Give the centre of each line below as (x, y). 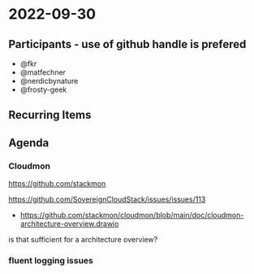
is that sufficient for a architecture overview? (83, 240)
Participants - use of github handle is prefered (127, 44)
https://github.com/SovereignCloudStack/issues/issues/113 (107, 199)
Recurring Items (50, 115)
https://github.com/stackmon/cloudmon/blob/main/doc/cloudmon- (132, 215)
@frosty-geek (43, 89)
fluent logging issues (51, 261)
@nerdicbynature (49, 81)
